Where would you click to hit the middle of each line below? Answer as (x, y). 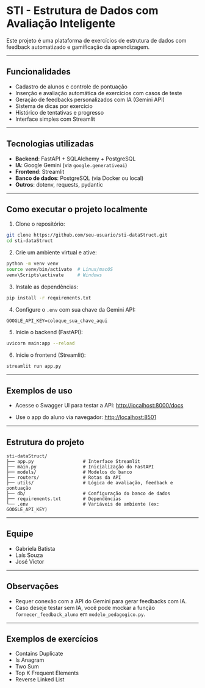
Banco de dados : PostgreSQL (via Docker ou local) (79, 178)
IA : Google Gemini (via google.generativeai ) (71, 165)
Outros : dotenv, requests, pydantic (59, 184)
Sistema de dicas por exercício (54, 106)
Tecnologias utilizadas (50, 144)
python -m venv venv (33, 264)
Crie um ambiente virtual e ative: (56, 253)
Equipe (20, 534)
